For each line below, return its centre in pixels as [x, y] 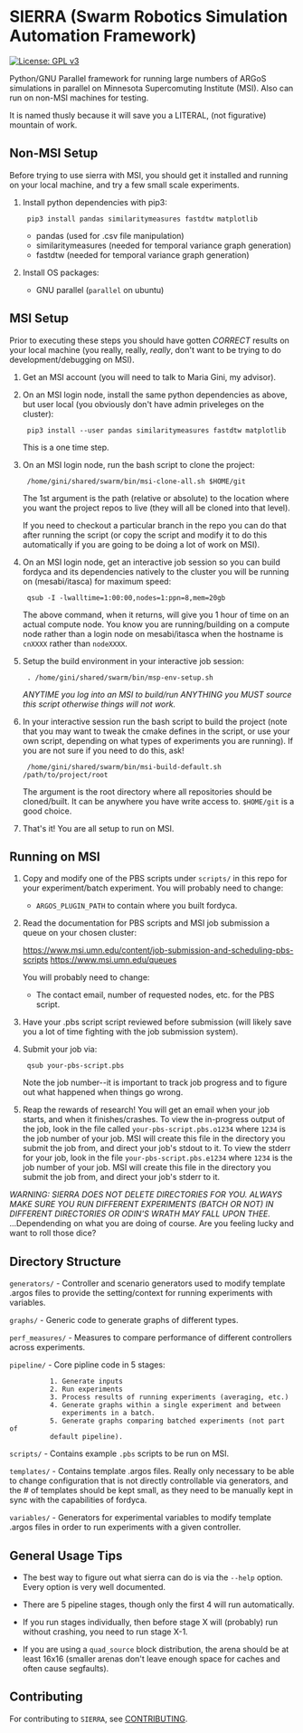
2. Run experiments [86, 1390]
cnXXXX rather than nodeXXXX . [75, 643]
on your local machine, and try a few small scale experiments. [124, 185]
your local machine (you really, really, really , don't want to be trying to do [146, 349]
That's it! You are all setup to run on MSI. [98, 828]
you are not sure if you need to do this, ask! [104, 750]
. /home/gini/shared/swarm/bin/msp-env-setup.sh [120, 677]
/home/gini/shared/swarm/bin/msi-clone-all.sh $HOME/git [136, 481]
